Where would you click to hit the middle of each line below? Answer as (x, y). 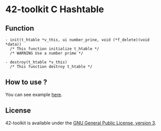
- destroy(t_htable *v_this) (36, 62)
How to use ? (26, 82)
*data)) (14, 44)
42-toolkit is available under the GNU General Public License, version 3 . (81, 123)
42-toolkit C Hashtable (55, 9)
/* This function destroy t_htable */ (51, 67)
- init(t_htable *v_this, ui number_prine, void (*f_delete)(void (77, 40)
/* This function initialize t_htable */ (55, 49)
